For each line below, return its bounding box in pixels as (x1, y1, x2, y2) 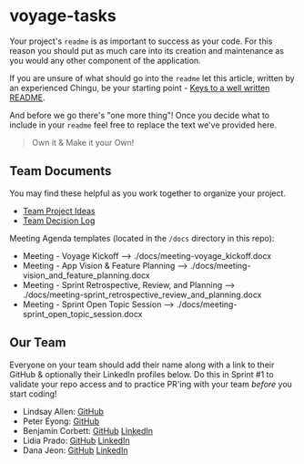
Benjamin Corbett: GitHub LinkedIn (22, 425, 153, 436)
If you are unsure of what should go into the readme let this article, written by (9, 72, 295, 83)
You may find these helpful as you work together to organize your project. (9, 188, 287, 199)
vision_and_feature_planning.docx (22, 270, 150, 281)
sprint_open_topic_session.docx (22, 308, 143, 319)
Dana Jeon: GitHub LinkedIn (22, 444, 128, 456)
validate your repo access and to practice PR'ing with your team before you (9, 378, 293, 389)
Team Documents (9, 163, 112, 179)
